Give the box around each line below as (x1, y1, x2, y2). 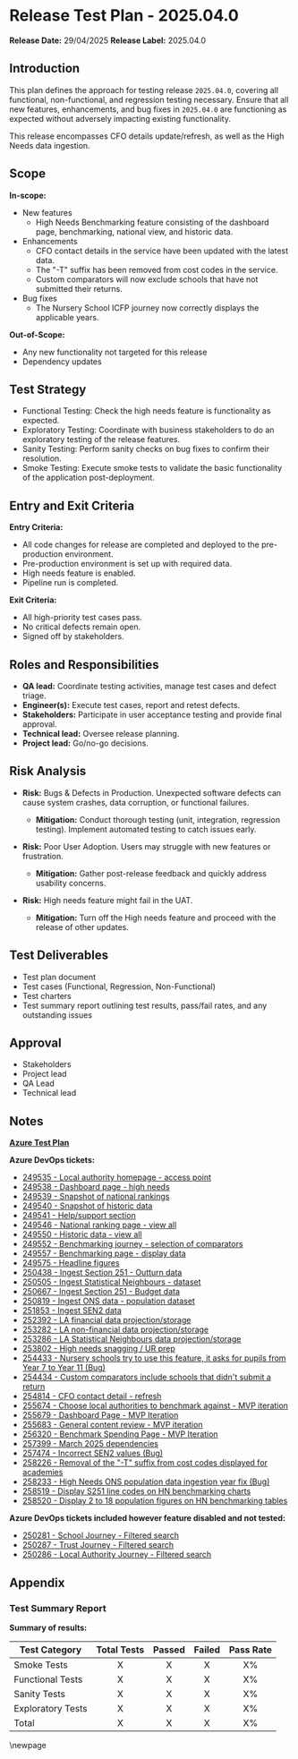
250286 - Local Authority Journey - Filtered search (21, 1550, 212, 1560)
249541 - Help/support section (21, 1210, 136, 1221)
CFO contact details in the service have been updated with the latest (35, 245, 289, 256)
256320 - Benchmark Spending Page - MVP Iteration (21, 1429, 218, 1439)
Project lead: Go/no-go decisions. (21, 738, 149, 748)
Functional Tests (13, 1673, 83, 1686)
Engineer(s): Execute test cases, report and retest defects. (21, 700, 240, 710)
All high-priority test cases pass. (21, 612, 143, 623)
